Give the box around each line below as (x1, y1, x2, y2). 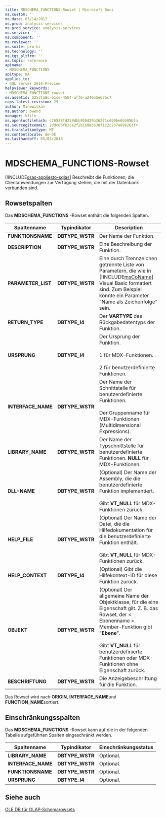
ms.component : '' (5, 35, 41, 40)
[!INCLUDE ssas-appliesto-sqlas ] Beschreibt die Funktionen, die (5, 174, 134, 180)
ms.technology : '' (5, 49, 43, 54)
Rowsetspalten (5, 199, 53, 207)
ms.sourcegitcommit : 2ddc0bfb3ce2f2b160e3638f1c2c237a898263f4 (5, 123, 138, 128)
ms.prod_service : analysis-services (5, 26, 81, 31)
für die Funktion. (99, 681, 137, 688)
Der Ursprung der (99, 333, 140, 340)
